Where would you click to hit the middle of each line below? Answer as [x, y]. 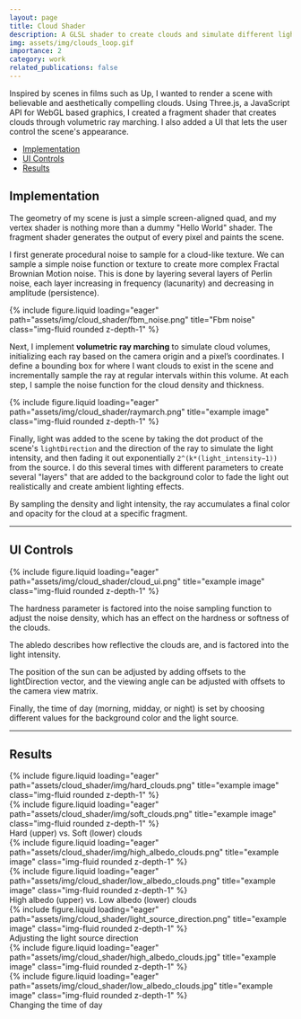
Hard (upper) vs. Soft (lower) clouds [76, 833]
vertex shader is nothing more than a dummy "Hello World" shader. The [141, 227]
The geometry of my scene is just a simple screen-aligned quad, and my [143, 217]
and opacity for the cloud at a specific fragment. [99, 513]
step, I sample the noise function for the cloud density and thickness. [137, 385]
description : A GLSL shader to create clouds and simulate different [142, 34]
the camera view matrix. [54, 691]
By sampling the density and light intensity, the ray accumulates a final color [150, 503]
